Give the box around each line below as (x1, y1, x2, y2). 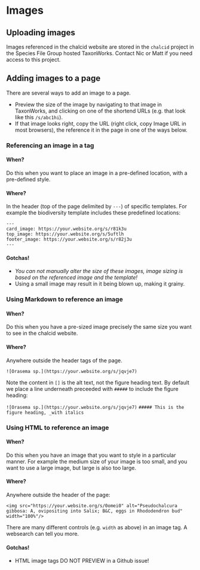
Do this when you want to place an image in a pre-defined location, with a (6, 169, 188, 177)
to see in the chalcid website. (6, 330, 78, 337)
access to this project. (6, 56, 61, 63)
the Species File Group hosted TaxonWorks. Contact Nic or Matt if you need (6, 50, 193, 57)
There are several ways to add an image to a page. (6, 89, 131, 96)
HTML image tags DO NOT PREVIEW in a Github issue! (14, 557, 149, 565)
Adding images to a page (6, 73, 101, 84)
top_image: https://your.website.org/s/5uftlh (6, 231, 124, 237)
